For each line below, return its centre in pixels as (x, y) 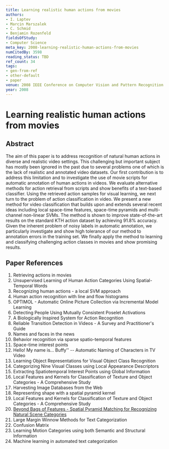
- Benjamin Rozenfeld (28, 33)
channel (14, 215)
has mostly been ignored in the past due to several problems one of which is (85, 166)
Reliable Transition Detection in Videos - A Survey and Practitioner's (83, 323)
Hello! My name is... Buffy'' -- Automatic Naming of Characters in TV (84, 350)
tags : (11, 66)
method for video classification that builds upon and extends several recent (84, 204)
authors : (15, 15)
